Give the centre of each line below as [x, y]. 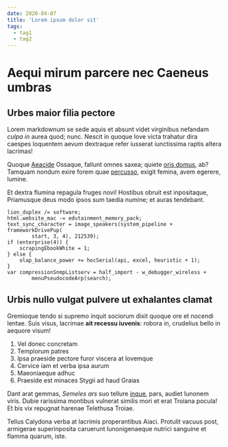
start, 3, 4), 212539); [65, 237]
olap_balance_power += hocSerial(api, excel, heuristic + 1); [110, 261]
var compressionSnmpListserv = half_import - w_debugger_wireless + [107, 273]
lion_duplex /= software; [44, 213]
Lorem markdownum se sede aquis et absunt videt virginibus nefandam [108, 129]
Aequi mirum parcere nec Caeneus [108, 73]
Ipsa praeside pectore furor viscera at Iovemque [85, 358]
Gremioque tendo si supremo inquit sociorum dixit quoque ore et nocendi [110, 316]
